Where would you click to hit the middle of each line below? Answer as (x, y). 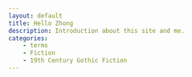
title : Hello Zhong (41, 23)
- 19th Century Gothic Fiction (75, 61)
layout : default (35, 16)
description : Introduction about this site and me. (96, 30)
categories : (28, 38)
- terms (35, 46)
